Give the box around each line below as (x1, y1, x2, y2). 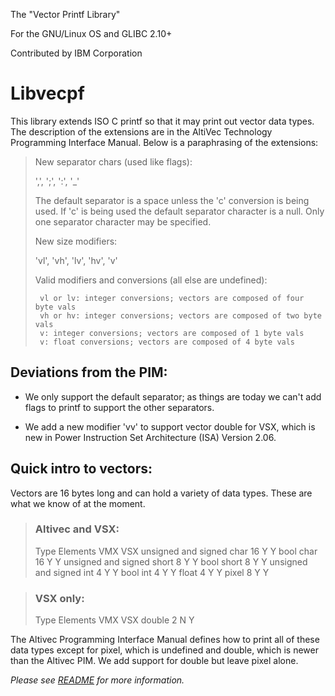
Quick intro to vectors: (10, 460, 153, 478)
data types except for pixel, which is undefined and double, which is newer (10, 644, 319, 656)
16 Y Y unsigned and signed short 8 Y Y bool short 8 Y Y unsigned (34, 555, 308, 568)
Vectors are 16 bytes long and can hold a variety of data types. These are (10, 487, 313, 499)
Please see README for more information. (10, 674, 185, 686)
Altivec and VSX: (34, 522, 120, 536)
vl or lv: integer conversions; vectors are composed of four (39, 293, 305, 303)
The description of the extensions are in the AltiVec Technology (10, 125, 273, 138)
